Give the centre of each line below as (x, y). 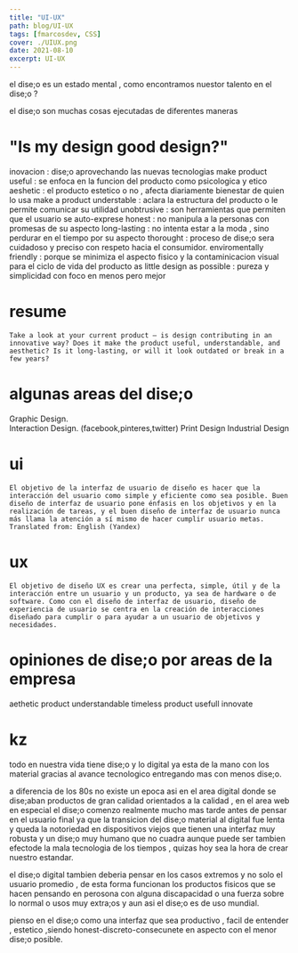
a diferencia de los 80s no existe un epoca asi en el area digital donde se (143, 791)
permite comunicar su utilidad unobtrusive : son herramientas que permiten (148, 209)
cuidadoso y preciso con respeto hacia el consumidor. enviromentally (137, 247)
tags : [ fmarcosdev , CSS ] (55, 34)
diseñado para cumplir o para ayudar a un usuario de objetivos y (135, 617)
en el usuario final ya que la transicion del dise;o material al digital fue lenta (147, 819)
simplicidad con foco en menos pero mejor (88, 275)
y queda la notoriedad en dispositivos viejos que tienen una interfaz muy (142, 828)
